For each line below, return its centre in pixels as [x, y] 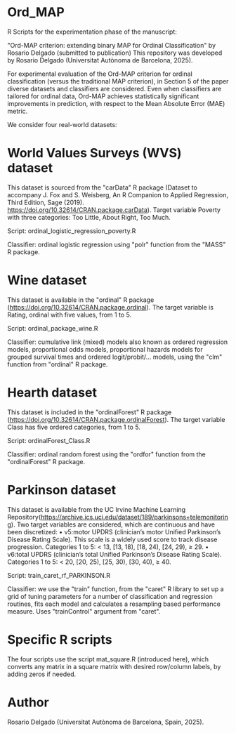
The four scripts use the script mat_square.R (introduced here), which [108, 659]
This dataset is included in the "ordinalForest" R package [90, 412]
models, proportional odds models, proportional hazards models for [105, 349]
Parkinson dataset [62, 490]
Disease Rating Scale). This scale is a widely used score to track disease [112, 539]
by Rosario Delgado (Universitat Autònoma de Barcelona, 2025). [100, 60]
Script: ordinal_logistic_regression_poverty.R [72, 231]
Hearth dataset [52, 392]
